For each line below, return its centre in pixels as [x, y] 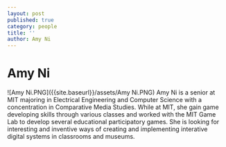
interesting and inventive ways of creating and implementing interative [107, 129]
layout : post [26, 13]
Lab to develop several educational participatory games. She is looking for [113, 122]
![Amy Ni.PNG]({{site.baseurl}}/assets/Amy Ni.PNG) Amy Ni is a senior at [111, 92]
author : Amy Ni [29, 39]
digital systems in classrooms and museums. [71, 137]
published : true [31, 20]
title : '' [21, 33]
